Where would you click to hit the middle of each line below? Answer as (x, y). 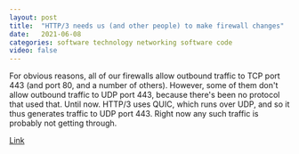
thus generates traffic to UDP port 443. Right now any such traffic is (134, 114)
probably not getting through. (63, 123)
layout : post (33, 17)
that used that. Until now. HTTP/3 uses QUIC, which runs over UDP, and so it (149, 104)
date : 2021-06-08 (45, 34)
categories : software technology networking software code (121, 42)
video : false (33, 51)
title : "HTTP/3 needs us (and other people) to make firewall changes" (147, 26)
